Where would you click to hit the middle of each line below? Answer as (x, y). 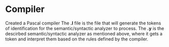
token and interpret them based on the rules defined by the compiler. (77, 39)
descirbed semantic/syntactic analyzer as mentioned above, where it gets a (84, 33)
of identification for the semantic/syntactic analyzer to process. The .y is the (85, 28)
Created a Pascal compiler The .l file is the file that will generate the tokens (83, 23)
